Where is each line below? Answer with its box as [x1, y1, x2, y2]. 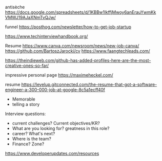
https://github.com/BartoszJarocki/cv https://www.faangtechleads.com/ [5, 48, 150, 54]
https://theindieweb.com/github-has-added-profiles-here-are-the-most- [5, 58, 151, 63]
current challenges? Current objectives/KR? [12, 121, 100, 126]
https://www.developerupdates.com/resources [5, 151, 99, 156]
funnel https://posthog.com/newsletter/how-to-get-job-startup [5, 24, 132, 30]
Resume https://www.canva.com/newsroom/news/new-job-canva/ [5, 43, 140, 48]
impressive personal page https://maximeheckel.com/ [5, 72, 113, 78]
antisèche [5, 4, 25, 10]
